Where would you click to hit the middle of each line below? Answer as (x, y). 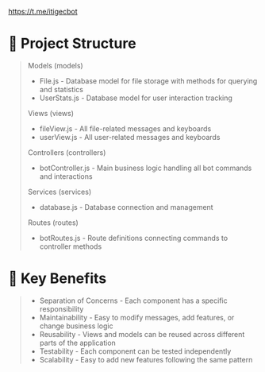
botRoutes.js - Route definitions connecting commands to (134, 238)
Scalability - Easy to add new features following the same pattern (146, 359)
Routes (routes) (53, 223)
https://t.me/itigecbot (43, 12)
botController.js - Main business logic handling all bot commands (146, 168)
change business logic (76, 326)
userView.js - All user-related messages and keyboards (130, 137)
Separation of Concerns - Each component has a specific (133, 300)
